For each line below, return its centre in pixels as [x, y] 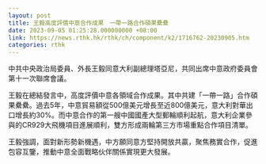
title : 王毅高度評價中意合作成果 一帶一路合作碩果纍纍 [88, 23]
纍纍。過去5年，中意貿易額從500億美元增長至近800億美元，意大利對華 [131, 105]
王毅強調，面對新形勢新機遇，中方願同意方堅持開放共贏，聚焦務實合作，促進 [133, 142]
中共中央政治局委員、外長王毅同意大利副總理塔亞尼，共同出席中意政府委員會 [133, 69]
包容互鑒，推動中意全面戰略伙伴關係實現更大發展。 [91, 152]
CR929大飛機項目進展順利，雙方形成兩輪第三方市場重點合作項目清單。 [137, 125]
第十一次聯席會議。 [40, 78]
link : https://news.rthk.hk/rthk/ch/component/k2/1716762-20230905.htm [129, 38]
